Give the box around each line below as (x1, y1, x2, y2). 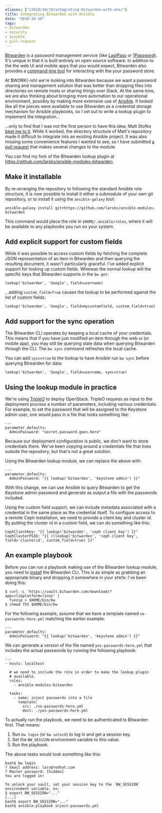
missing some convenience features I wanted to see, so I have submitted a (5, 139, 155, 145)
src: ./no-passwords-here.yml (22, 704, 84, 709)
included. (5, 495, 24, 500)
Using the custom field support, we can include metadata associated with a (5, 504, 156, 510)
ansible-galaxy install (5, 206, 54, 210)
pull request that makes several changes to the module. (5, 144, 116, 149)
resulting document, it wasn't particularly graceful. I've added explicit (5, 261, 144, 267)
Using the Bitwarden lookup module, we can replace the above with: (5, 458, 142, 464)
